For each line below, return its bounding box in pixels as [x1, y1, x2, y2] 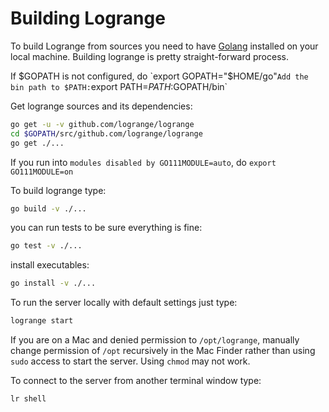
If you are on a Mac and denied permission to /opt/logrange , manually [10, 334, 300, 346]
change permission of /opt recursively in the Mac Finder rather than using [10, 345, 316, 357]
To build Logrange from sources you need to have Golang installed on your [10, 40, 319, 52]
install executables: [10, 259, 90, 271]
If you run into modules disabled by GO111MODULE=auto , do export [10, 156, 277, 168]
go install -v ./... [10, 278, 97, 289]
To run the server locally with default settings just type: [10, 297, 238, 309]
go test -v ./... [10, 241, 83, 251]
